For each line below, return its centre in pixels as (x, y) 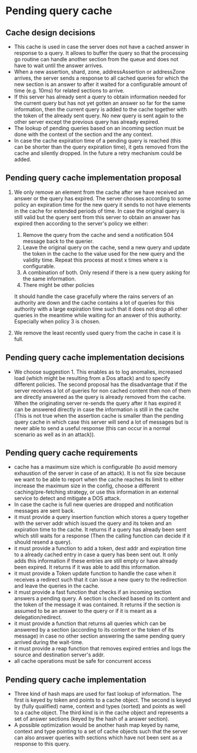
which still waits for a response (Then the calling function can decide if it (102, 536)
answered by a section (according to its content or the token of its (94, 630)
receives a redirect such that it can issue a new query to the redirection (100, 580)
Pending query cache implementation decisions (95, 358)
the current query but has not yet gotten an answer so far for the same (100, 103)
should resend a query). (43, 542)
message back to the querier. (58, 241)
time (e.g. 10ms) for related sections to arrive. (69, 90)
